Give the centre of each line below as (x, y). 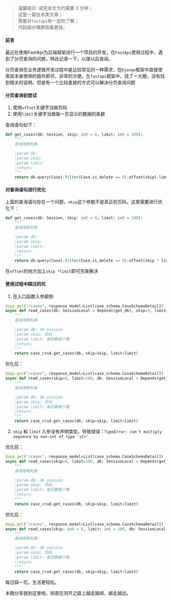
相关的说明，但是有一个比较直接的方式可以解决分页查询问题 (72, 83)
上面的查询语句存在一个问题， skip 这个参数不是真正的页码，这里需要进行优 (84, 202)
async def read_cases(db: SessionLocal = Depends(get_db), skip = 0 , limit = (87, 311)
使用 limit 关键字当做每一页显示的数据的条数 (59, 114)
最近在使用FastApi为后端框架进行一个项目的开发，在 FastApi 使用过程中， (82, 52)
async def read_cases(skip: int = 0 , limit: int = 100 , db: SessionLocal (86, 529)
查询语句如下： (21, 125)
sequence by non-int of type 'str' (51, 437)
